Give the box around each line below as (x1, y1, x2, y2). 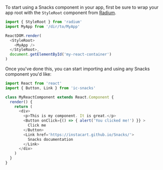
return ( (14, 104, 33, 109)
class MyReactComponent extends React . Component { (5, 94, 114, 100)
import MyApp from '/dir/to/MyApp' (5, 24, 80, 29)
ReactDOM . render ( (5, 33, 42, 38)
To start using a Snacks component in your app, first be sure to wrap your (5, 5, 159, 10)
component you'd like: (5, 71, 51, 77)
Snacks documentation (27, 137, 73, 142)
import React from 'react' (5, 81, 62, 86)
